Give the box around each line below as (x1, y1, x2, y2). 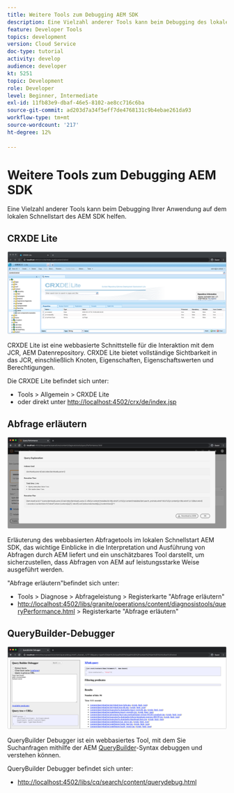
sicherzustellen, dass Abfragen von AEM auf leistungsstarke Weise (7, 558, 200, 567)
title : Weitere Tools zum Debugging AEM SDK (7, 11, 139, 18)
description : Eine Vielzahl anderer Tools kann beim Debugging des (7, 18, 208, 26)
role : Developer (7, 84, 54, 92)
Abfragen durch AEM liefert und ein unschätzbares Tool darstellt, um (7, 551, 205, 559)
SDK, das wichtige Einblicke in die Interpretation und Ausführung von (7, 544, 205, 552)
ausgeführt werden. (7, 565, 64, 574)
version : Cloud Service (7, 40, 77, 48)
